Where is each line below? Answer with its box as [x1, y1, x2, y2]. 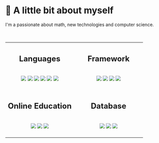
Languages [19, 54, 61, 63]
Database [91, 101, 126, 111]
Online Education [8, 101, 72, 111]
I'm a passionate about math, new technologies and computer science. [5, 21, 154, 28]
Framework [87, 54, 130, 63]
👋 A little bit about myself [5, 5, 114, 16]
